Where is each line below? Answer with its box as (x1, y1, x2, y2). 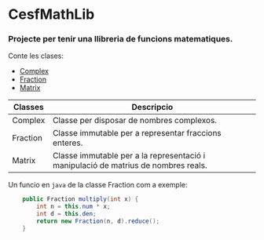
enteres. (52, 137, 83, 148)
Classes (13, 102, 45, 113)
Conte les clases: (8, 51, 64, 60)
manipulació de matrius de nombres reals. (52, 160, 207, 171)
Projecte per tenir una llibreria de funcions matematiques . (8, 34, 233, 45)
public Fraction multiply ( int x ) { (22, 195, 139, 203)
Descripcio (131, 102, 174, 113)
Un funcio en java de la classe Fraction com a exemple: (8, 180, 188, 190)
